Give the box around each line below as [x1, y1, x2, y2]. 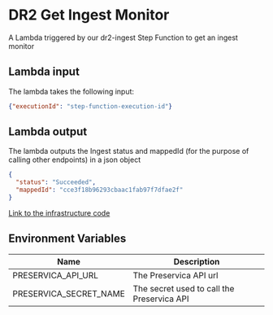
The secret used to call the [132, 282, 235, 294]
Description [173, 256, 220, 267]
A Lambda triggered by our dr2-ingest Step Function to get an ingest [8, 33, 238, 42]
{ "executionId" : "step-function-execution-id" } [8, 102, 173, 111]
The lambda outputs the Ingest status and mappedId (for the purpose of [8, 147, 249, 156]
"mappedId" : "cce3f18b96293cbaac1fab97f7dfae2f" [15, 186, 184, 195]
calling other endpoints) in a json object [8, 155, 141, 164]
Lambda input [8, 65, 80, 79]
